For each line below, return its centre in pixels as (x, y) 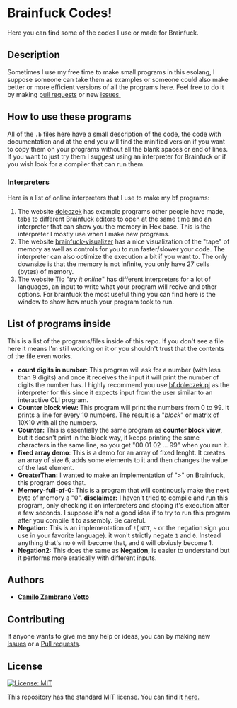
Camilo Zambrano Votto (53, 597)
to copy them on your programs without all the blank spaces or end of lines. (118, 149)
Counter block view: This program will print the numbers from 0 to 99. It (123, 407)
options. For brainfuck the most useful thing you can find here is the (116, 294)
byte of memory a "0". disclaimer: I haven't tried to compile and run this (123, 498)
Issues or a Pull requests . (44, 644)
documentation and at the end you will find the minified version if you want (116, 141)
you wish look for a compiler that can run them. (76, 164)
